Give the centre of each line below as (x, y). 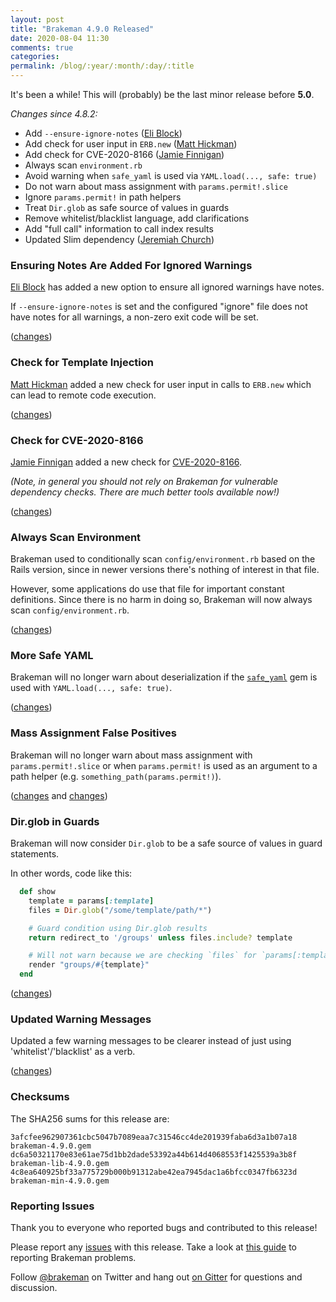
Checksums (40, 1097)
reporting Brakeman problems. (73, 1257)
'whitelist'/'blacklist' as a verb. (73, 1052)
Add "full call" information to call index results (119, 229)
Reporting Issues (52, 1206)
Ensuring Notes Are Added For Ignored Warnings (131, 265)
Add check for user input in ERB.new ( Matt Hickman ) (131, 144)
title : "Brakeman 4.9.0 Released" (82, 29)
